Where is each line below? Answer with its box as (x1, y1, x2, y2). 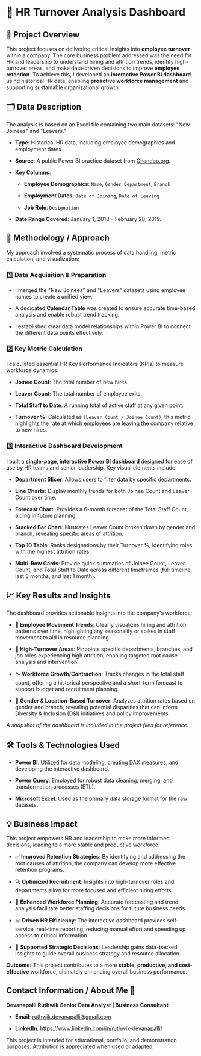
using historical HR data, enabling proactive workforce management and (6, 78, 189, 84)
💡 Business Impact (6, 819, 78, 829)
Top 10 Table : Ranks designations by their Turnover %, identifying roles (14, 541, 193, 548)
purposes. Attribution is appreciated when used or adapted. (6, 1043, 155, 1050)
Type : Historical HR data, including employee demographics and (14, 138, 176, 146)
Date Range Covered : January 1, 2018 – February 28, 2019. (14, 215, 162, 222)
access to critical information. (14, 931, 89, 939)
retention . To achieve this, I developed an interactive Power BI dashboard (6, 71, 191, 78)
